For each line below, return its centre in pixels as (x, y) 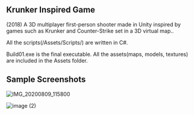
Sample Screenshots (46, 80)
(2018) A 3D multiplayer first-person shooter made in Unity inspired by (94, 24)
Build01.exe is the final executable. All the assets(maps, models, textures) (97, 54)
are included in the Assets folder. (47, 60)
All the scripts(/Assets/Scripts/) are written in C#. (67, 42)
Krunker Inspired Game (51, 10)
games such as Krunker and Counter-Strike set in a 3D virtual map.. (90, 31)
